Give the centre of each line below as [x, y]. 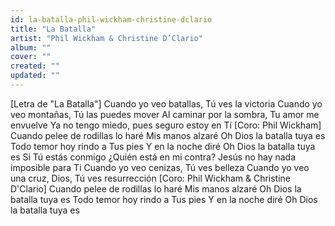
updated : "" [35, 76]
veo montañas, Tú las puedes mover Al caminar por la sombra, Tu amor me [165, 114]
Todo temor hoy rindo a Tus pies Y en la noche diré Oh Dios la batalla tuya [163, 146]
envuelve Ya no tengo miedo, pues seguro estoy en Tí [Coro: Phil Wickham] [166, 125]
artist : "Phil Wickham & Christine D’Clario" [106, 38]
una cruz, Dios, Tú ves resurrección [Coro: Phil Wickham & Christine [151, 178]
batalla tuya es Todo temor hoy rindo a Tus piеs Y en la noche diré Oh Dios [164, 199]
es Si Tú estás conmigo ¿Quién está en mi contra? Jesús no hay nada [153, 157]
